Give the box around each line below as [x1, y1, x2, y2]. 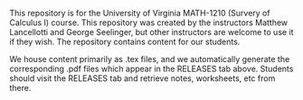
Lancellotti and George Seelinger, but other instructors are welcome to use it [9, 27, 294, 37]
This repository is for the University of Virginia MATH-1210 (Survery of [9, 8, 270, 18]
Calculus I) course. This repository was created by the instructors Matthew [9, 17, 289, 28]
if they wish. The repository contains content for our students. [9, 36, 241, 47]
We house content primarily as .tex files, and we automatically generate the [9, 54, 290, 64]
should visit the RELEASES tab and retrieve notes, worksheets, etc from [9, 73, 276, 84]
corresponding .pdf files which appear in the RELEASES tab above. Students [9, 63, 294, 74]
